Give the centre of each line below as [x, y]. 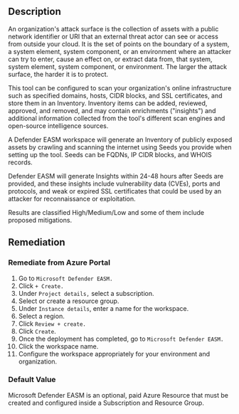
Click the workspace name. [58, 346]
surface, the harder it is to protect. [58, 74]
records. [20, 162]
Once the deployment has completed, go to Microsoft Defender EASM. [121, 339]
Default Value [32, 380]
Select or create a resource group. [69, 301]
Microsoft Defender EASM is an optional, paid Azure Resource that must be [118, 395]
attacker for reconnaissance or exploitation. [72, 198]
